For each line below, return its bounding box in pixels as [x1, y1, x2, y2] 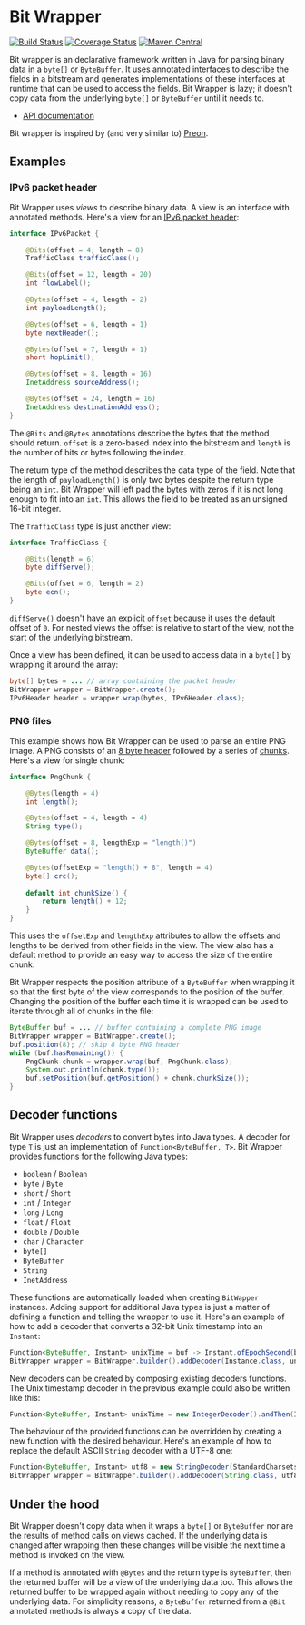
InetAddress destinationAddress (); [25, 402, 161, 412]
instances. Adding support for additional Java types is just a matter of [9, 1301, 271, 1312]
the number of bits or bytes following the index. [9, 446, 187, 457]
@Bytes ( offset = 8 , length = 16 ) [25, 369, 152, 378]
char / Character [22, 1236, 84, 1247]
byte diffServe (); [25, 563, 95, 573]
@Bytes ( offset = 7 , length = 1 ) [25, 345, 148, 354]
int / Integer [22, 1197, 72, 1208]
